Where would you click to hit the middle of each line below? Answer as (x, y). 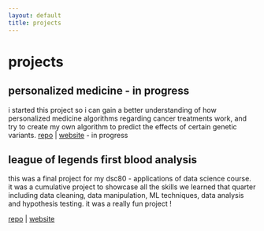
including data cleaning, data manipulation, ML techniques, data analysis (126, 196)
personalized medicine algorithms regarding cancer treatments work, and (127, 118)
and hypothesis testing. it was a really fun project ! (90, 204)
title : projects (35, 23)
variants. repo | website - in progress (68, 135)
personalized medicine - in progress (99, 91)
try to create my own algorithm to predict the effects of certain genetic (123, 126)
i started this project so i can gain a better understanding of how (112, 110)
